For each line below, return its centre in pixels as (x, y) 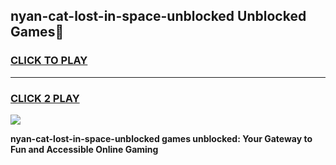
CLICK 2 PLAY (45, 98)
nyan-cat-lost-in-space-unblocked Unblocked (158, 16)
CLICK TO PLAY (49, 61)
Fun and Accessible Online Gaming (84, 149)
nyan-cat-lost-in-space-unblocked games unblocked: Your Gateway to (161, 138)
